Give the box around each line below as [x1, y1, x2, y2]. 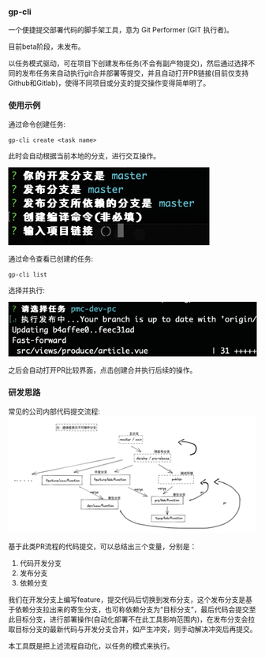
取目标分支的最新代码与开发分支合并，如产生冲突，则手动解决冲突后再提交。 [8, 624, 257, 634]
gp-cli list [8, 270, 47, 278]
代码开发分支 [19, 558, 62, 567]
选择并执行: [8, 285, 46, 295]
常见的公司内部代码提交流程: [8, 407, 101, 416]
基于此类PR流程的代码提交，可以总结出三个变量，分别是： [8, 541, 197, 551]
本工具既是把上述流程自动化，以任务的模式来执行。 [8, 641, 174, 650]
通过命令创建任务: [8, 119, 66, 128]
